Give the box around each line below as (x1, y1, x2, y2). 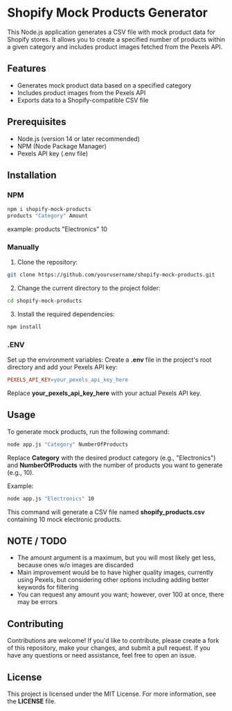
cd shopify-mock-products (7, 297, 82, 305)
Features (7, 62, 46, 74)
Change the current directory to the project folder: (17, 284, 161, 292)
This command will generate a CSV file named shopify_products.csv (7, 508, 206, 516)
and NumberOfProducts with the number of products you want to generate (7, 460, 223, 469)
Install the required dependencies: (17, 310, 116, 319)
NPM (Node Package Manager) (17, 142, 107, 150)
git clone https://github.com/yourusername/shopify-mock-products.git (7, 271, 215, 278)
